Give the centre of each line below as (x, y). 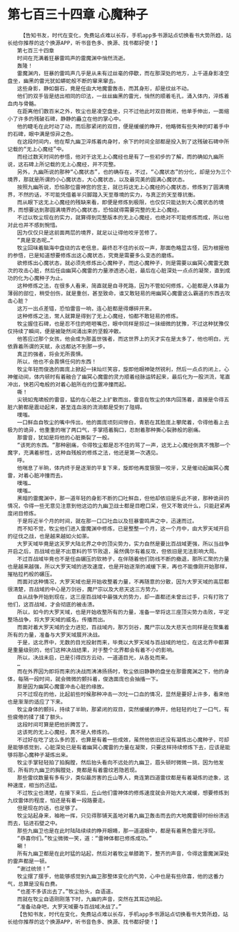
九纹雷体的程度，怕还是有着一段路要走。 (58, 801)
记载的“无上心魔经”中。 (37, 149)
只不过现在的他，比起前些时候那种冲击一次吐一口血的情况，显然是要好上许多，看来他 (123, 694)
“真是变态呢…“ (35, 240)
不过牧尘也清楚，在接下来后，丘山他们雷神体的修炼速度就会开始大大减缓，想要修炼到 (123, 793)
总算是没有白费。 (39, 884)
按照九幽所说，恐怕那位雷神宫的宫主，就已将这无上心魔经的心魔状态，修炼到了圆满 (121, 187)
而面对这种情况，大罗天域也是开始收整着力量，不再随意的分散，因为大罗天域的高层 (121, 582)
